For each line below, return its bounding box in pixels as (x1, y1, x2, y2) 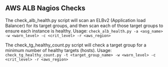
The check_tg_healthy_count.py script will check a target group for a (5, 42, 146, 48)
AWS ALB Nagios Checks (5, 4, 86, 12)
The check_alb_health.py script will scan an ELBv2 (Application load (5, 17, 146, 23)
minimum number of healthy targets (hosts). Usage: (5, 47, 112, 53)
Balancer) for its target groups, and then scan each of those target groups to (5, 22, 163, 28)
